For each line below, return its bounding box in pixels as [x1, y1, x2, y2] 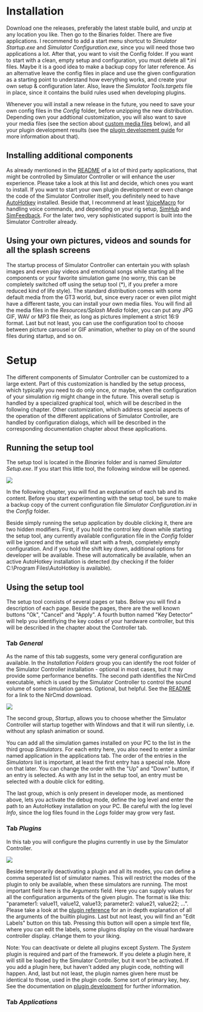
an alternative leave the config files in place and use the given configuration [6, 69, 196, 76]
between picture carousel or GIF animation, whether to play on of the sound [6, 326, 196, 333]
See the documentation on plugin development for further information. [6, 982, 182, 990]
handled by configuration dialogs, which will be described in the [6, 419, 166, 426]
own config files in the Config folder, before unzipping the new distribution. [6, 107, 194, 114]
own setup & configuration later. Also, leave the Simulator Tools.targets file [6, 82, 193, 89]
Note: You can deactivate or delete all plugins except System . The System [6, 943, 191, 951]
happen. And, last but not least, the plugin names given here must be [6, 970, 179, 977]
